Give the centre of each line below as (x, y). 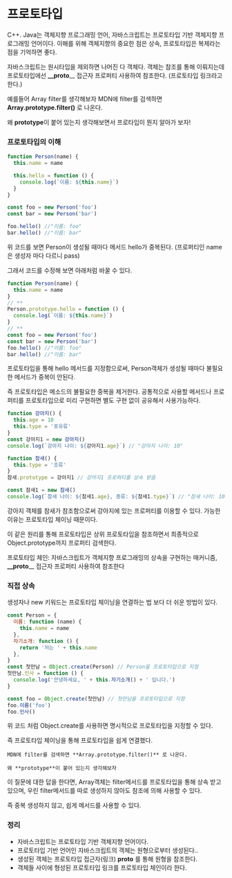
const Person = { (32, 615)
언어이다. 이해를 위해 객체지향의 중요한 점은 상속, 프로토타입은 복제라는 (126, 43)
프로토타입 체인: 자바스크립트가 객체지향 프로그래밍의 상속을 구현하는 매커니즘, (112, 557)
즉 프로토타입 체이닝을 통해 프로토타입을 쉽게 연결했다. (80, 740)
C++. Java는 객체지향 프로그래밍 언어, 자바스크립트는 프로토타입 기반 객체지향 (112, 35)
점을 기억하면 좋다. (32, 52)
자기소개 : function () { (46, 641)
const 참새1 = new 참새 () (41, 490)
